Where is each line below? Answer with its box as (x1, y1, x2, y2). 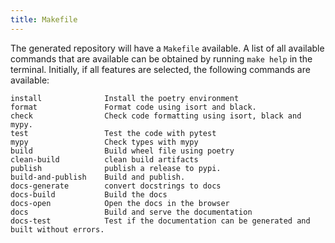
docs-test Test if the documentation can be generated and (10, 216, 311, 226)
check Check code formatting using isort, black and (10, 111, 302, 121)
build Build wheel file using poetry (10, 146, 235, 156)
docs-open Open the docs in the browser (10, 198, 230, 208)
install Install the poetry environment (10, 93, 240, 103)
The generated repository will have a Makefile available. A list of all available (10, 42, 325, 54)
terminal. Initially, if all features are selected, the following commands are (10, 63, 311, 75)
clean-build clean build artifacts (10, 154, 199, 165)
